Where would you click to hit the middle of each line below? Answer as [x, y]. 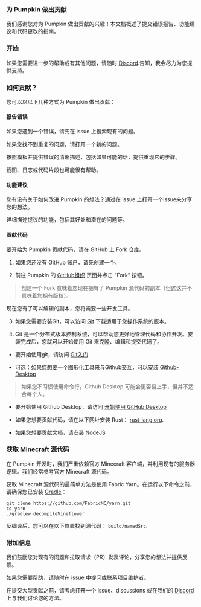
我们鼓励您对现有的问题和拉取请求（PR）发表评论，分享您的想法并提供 [94, 557]
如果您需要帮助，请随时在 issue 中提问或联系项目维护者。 [78, 577]
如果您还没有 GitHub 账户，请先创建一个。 [68, 262]
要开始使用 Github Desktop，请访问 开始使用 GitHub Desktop [91, 406]
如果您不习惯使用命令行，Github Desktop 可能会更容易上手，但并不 [104, 386]
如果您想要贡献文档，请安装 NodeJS [60, 432]
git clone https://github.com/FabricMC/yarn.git [69, 503]
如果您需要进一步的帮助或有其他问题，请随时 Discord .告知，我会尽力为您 [97, 63]
